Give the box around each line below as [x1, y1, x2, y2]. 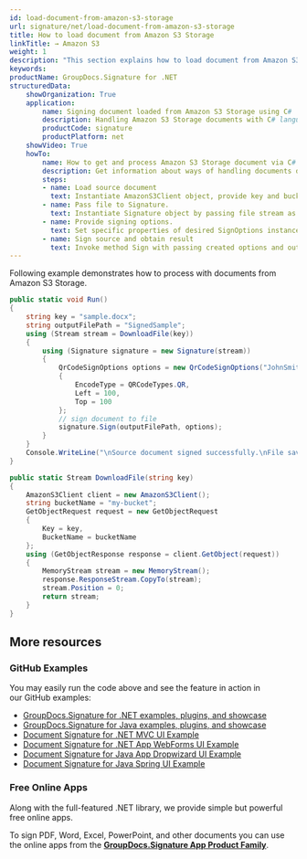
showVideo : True [26, 141, 89, 150]
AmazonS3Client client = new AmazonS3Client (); [26, 490, 210, 499]
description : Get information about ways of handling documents [42, 166, 292, 175]
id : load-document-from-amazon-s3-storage [9, 13, 174, 23]
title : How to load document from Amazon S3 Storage [9, 30, 215, 39]
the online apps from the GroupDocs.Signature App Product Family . [9, 839, 270, 850]
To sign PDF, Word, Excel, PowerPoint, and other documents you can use [9, 829, 285, 841]
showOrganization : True [26, 90, 117, 99]
